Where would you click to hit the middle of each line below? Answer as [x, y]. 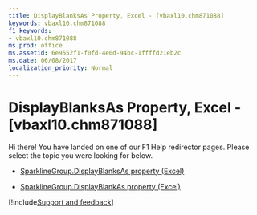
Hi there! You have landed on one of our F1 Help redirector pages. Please [129, 147]
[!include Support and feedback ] [61, 202]
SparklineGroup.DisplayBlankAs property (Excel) [100, 186]
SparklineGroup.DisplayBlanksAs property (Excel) [102, 171]
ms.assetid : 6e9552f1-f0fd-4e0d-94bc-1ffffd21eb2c [95, 53]
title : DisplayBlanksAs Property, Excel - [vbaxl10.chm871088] [116, 16]
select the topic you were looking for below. [81, 155]
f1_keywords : [30, 30]
